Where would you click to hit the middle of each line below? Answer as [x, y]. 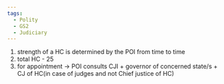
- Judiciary [30, 32]
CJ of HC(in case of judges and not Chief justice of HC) [96, 74]
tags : [15, 13]
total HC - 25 [35, 59]
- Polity [26, 20]
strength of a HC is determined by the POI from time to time [101, 52]
